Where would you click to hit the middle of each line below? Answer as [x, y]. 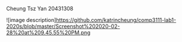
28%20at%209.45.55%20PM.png [48, 33]
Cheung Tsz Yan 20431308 [40, 9]
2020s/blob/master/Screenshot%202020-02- [63, 26]
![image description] [31, 20]
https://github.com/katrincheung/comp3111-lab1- [116, 20]
